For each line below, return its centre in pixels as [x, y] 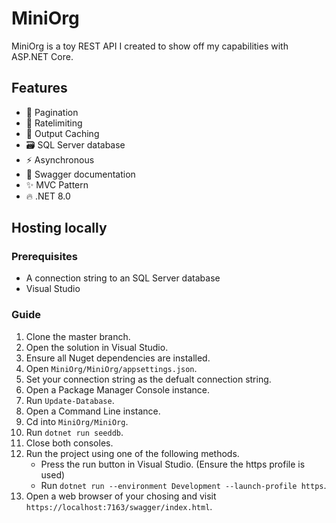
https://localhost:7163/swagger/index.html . [119, 506]
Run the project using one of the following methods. [132, 453]
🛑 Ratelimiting [54, 123]
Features [39, 88]
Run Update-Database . [70, 400]
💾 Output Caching [62, 133]
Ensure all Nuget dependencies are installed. [118, 358]
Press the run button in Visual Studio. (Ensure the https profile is [173, 464]
